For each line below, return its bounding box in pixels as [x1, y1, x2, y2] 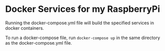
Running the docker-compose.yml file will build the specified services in [5, 20, 154, 26]
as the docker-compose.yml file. [5, 40, 72, 46]
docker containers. [5, 25, 44, 31]
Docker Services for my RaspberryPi [5, 3, 160, 15]
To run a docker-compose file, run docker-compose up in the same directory [5, 35, 160, 41]
